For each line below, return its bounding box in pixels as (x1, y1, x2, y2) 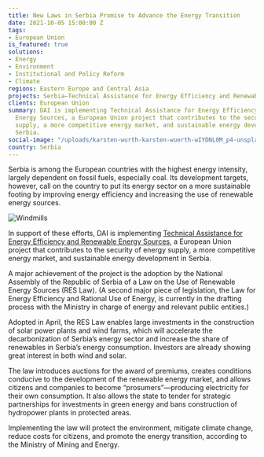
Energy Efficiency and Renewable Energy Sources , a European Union (8, 237, 232, 246)
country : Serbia (8, 143, 61, 151)
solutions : (8, 48, 44, 56)
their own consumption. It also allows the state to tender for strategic (8, 391, 232, 401)
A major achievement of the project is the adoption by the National (8, 269, 223, 278)
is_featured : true (8, 41, 68, 49)
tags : (8, 26, 26, 34)
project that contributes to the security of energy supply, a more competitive (8, 245, 255, 255)
